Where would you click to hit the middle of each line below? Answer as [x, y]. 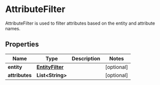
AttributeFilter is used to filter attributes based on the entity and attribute [80, 23]
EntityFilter [50, 67]
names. [13, 28]
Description [86, 58]
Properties [22, 45]
